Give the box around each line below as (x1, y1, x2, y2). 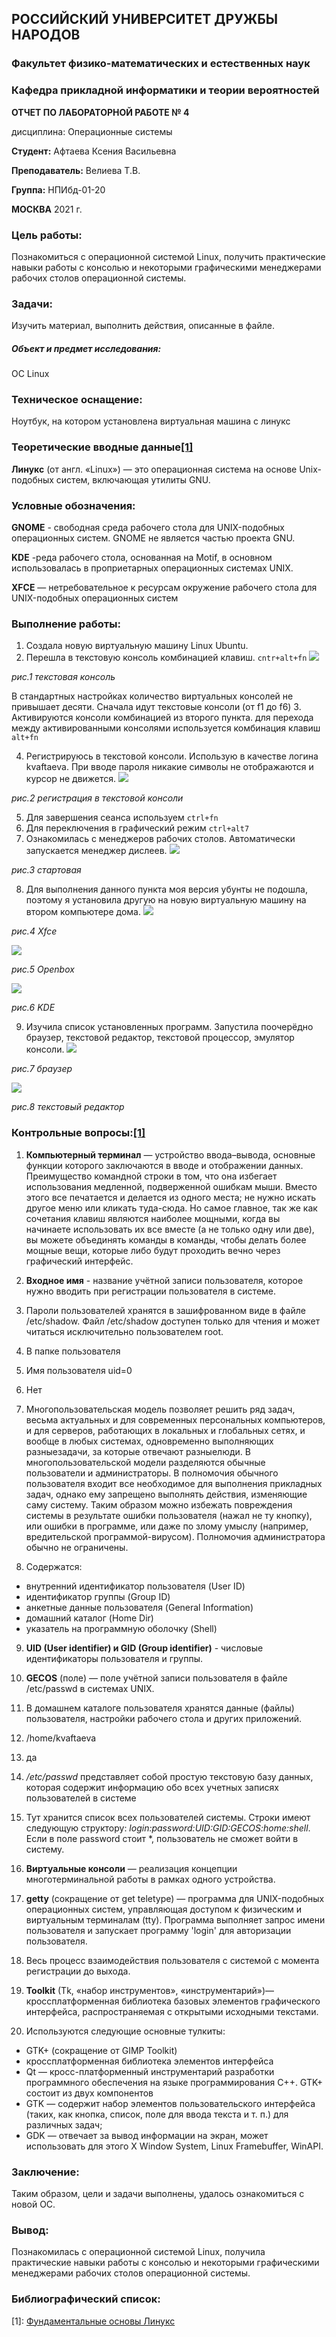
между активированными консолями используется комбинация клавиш (11, 722, 321, 734)
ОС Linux (11, 368, 50, 380)
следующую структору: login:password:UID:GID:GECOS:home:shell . (25, 1822, 311, 1834)
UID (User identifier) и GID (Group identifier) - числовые (25, 1642, 264, 1654)
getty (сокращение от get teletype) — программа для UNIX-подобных (25, 1892, 325, 1904)
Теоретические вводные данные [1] (11, 440, 194, 454)
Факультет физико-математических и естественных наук (11, 57, 311, 71)
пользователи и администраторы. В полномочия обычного (25, 1467, 279, 1479)
